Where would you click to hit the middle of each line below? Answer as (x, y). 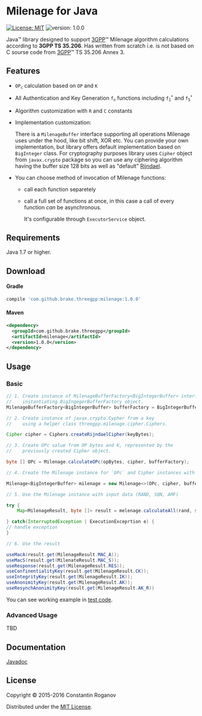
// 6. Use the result (33, 543)
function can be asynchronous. (63, 207)
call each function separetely (60, 189)
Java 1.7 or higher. (29, 252)
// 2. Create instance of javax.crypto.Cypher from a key (80, 418)
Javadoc (17, 662)
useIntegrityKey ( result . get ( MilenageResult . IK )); (70, 577)
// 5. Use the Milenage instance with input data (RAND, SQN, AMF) (93, 494)
